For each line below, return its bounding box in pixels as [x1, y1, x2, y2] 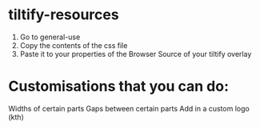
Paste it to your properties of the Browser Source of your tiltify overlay [19, 49, 252, 58]
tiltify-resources [8, 6, 119, 24]
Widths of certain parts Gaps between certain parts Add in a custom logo [8, 103, 250, 113]
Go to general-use [19, 32, 81, 42]
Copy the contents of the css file [19, 40, 128, 50]
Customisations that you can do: [8, 78, 230, 95]
